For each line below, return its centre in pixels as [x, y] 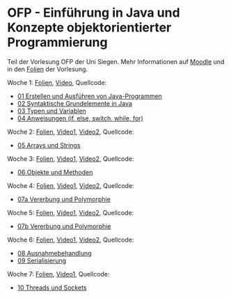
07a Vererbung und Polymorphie [64, 199]
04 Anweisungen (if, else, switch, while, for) [80, 118]
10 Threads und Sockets [52, 288]
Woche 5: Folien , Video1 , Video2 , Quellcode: [71, 212]
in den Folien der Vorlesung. [48, 69]
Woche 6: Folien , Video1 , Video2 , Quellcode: [71, 240]
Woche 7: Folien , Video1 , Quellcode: [58, 274]
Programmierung [57, 42]
